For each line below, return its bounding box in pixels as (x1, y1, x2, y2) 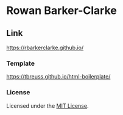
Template (6, 59, 35, 68)
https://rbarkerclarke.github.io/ (6, 44, 84, 51)
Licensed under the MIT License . (6, 102, 89, 110)
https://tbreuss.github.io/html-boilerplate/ (6, 73, 111, 80)
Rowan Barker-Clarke (6, 4, 117, 18)
